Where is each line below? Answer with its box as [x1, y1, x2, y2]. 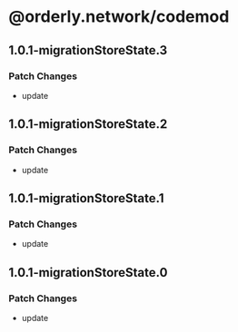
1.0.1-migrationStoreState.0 [8, 265, 168, 280]
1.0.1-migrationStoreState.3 [8, 43, 168, 58]
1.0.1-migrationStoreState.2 [8, 116, 168, 132]
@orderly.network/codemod [8, 6, 230, 27]
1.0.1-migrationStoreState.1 [8, 190, 164, 206]
